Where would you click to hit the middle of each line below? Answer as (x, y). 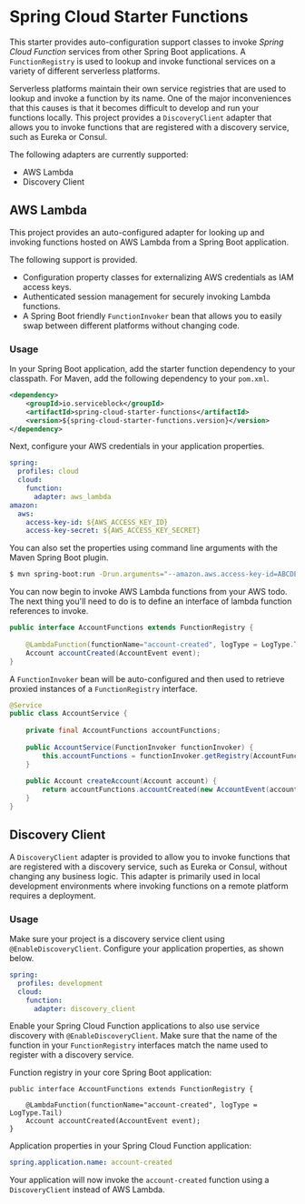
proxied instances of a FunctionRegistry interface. (103, 688)
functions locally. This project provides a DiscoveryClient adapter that (141, 117)
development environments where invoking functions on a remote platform (149, 886)
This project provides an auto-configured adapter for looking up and (137, 232)
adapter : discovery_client (84, 1008)
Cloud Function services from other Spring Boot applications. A (128, 51)
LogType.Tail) (36, 1113)
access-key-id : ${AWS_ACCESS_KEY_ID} (97, 522)
